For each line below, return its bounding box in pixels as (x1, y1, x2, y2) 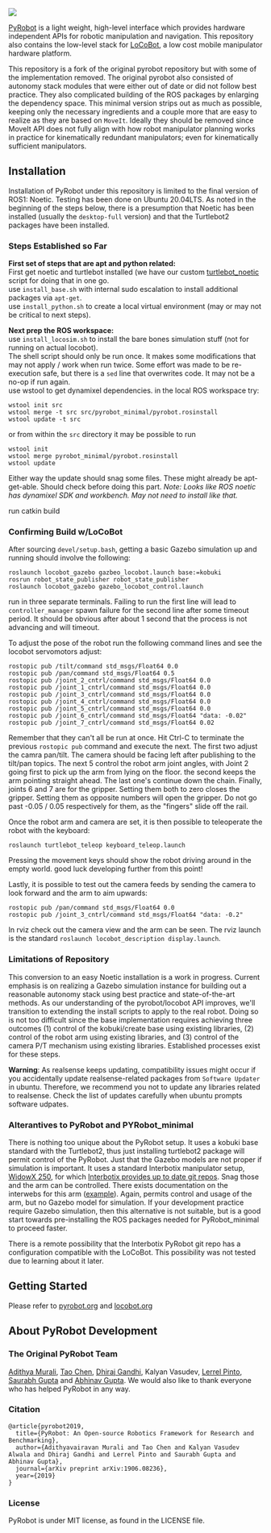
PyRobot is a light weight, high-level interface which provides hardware (8, 23, 246, 32)
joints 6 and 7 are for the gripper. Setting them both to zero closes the (8, 785, 240, 794)
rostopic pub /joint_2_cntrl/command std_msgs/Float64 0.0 (8, 677, 211, 685)
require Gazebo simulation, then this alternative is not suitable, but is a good (8, 1206, 261, 1215)
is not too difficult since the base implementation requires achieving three (8, 1014, 253, 1024)
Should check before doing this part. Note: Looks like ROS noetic (40, 482, 256, 492)
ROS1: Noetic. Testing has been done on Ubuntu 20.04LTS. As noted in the (8, 194, 256, 204)
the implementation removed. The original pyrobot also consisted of (8, 73, 234, 82)
